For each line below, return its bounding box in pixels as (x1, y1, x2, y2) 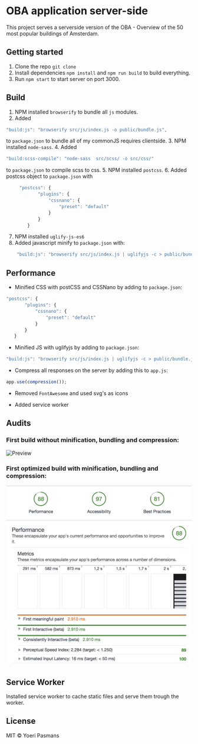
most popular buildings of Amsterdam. (6, 30, 99, 37)
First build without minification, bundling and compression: (6, 436, 180, 444)
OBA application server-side (6, 4, 148, 18)
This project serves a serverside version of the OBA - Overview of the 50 (6, 24, 184, 31)
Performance (6, 268, 56, 278)
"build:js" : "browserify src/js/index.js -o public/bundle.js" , (6, 127, 167, 132)
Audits (6, 418, 31, 428)
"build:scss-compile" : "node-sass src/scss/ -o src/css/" (6, 156, 154, 162)
